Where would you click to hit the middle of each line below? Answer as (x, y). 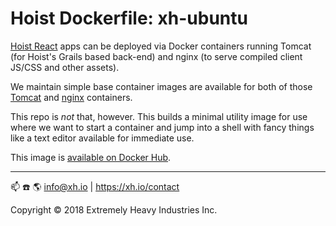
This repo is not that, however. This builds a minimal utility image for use (159, 116)
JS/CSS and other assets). (65, 67)
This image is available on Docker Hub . (91, 157)
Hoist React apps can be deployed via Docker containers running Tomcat (161, 46)
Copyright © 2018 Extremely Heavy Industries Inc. (114, 209)
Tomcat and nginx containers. (71, 97)
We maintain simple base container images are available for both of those (161, 86)
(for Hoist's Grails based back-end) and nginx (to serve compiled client (156, 56)
